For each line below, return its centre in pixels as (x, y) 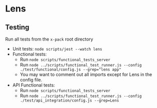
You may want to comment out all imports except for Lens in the (86, 74)
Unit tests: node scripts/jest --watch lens (57, 49)
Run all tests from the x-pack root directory (49, 39)
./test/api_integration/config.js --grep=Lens (69, 100)
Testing (17, 27)
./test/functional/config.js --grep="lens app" (70, 69)
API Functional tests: (34, 85)
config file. (31, 80)
